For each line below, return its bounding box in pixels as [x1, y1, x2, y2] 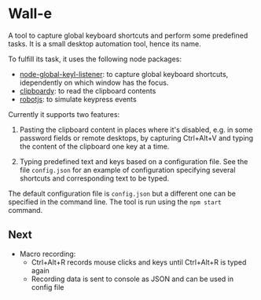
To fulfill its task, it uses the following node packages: [8, 54, 182, 64]
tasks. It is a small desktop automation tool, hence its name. [8, 38, 202, 48]
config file [31, 282, 64, 291]
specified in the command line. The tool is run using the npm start [8, 197, 222, 207]
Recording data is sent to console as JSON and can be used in [31, 274, 234, 284]
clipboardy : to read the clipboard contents [19, 86, 156, 95]
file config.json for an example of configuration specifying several [19, 165, 236, 174]
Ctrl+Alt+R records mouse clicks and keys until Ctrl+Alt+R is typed [31, 257, 247, 267]
